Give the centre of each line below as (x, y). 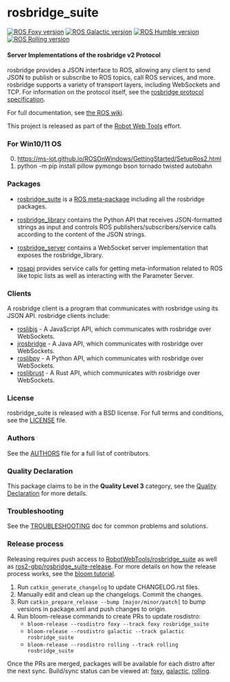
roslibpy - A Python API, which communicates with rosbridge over (110, 359)
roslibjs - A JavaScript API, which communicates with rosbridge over (114, 329)
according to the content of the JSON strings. (81, 234)
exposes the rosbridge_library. (60, 255)
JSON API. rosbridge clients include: (59, 316)
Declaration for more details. (47, 493)
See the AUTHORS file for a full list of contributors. (79, 453)
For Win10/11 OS (34, 144)
